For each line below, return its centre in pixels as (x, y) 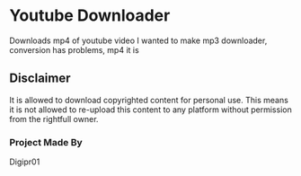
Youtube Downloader (90, 16)
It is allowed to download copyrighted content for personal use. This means (149, 100)
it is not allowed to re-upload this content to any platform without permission (150, 110)
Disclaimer (40, 79)
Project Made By (46, 142)
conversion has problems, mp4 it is (74, 49)
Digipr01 (25, 162)
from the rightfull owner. (54, 119)
